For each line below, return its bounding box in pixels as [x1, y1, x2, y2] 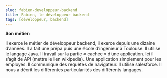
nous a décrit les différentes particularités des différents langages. [5, 67, 143, 73]
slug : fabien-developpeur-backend [5, 7, 78, 13]
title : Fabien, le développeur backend [5, 12, 89, 17]
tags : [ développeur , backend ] [5, 17, 69, 22]
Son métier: [5, 31, 30, 37]
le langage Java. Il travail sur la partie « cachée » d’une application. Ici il [5, 51, 154, 57]
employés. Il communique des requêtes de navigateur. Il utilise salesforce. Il [5, 61, 162, 68]
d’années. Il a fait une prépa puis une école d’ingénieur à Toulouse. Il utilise [5, 46, 161, 52]
